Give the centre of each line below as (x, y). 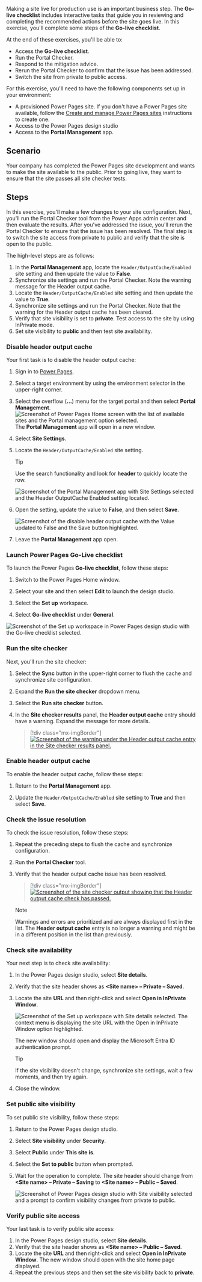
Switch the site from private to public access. (71, 77)
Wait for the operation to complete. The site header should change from (104, 1175)
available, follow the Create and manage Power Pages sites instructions (103, 113)
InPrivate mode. (35, 325)
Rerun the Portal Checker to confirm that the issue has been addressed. (104, 70)
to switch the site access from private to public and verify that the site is (96, 237)
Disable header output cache (49, 347)
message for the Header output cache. (63, 286)
